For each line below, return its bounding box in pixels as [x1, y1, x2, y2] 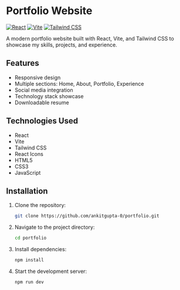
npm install [14, 257, 44, 263]
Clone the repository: [14, 202, 66, 209]
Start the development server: [14, 268, 87, 275]
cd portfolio [14, 235, 47, 241]
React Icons [14, 150, 44, 157]
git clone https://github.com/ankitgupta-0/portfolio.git [14, 213, 159, 219]
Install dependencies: [14, 246, 67, 253]
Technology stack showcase [14, 92, 84, 99]
